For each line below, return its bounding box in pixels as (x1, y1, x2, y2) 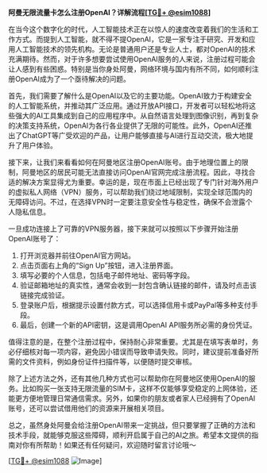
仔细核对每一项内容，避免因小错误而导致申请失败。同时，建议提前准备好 (14, 347, 252, 356)
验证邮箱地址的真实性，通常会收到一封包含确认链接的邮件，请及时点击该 (19, 281, 257, 290)
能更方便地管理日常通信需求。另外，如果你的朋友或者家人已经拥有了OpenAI (8, 394, 256, 403)
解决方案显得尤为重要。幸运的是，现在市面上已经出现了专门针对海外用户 (21, 178, 259, 187)
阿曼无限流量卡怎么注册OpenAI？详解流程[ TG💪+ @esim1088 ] (8, 8, 211, 17)
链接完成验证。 (19, 290, 69, 300)
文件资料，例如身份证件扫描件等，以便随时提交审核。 (21, 357, 196, 366)
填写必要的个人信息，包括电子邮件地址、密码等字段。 (19, 271, 195, 280)
